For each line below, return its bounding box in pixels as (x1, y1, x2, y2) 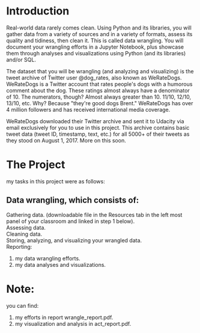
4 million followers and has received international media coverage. (6, 106, 171, 113)
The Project (6, 158, 65, 172)
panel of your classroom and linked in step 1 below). (6, 218, 135, 225)
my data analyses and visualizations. (14, 261, 106, 268)
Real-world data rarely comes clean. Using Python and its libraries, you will (6, 24, 192, 31)
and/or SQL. (6, 56, 36, 63)
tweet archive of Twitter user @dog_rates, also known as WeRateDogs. (6, 74, 182, 81)
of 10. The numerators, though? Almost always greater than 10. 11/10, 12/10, (6, 93, 192, 100)
